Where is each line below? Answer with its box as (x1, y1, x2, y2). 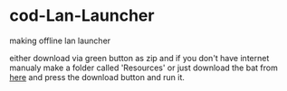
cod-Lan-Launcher (9, 5, 155, 26)
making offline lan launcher (9, 35, 111, 46)
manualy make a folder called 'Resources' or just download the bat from (9, 62, 278, 73)
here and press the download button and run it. (9, 71, 186, 82)
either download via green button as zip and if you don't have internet (9, 52, 270, 63)
